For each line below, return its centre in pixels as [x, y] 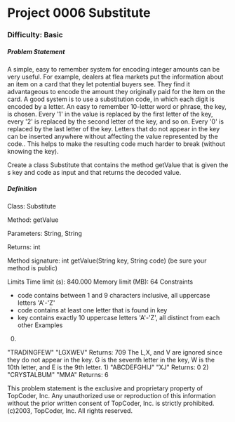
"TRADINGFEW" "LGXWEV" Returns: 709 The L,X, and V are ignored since [115, 352]
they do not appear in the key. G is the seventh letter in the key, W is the [111, 360]
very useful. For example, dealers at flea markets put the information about [115, 77]
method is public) [33, 268]
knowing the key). [33, 152]
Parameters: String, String [45, 234]
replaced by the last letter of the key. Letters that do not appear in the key [114, 129]
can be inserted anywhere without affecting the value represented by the [113, 137]
